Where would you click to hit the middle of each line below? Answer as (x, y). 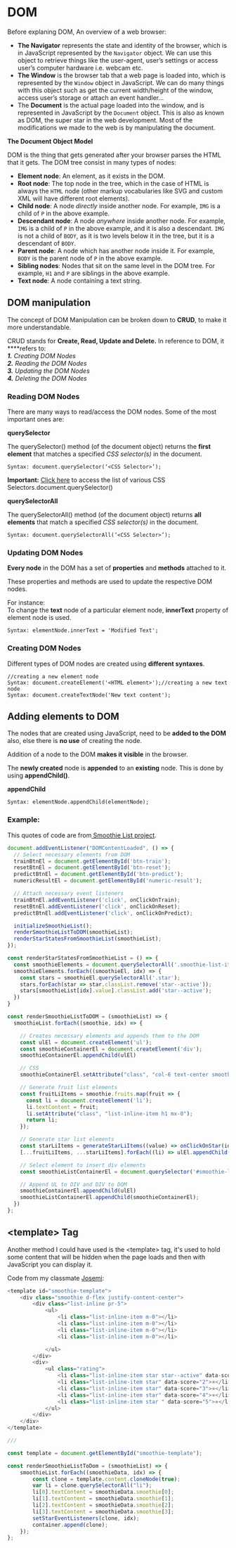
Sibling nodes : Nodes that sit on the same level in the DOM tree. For (116, 265)
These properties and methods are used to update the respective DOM (110, 582)
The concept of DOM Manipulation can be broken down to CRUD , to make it (117, 319)
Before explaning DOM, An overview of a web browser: (87, 32)
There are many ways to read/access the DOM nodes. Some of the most (112, 412)
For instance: (26, 603)
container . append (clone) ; (71, 1525)
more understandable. (39, 327)
